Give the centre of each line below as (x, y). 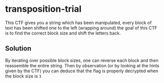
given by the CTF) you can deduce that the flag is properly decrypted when (82, 71)
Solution (18, 48)
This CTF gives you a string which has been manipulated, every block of (78, 23)
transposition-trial (43, 9)
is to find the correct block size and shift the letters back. (63, 33)
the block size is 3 (23, 76)
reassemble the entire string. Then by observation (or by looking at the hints (82, 65)
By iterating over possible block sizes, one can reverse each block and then (82, 60)
